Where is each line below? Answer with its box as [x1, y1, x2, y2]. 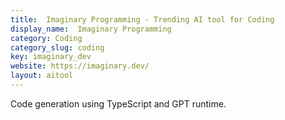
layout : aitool [10, 71, 74, 81]
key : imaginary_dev [10, 52, 92, 62]
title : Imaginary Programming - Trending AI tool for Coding [10, 14, 275, 25]
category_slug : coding [10, 42, 105, 53]
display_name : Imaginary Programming [10, 24, 172, 34]
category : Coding [10, 33, 83, 43]
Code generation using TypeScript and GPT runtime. [10, 97, 227, 110]
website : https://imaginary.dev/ [10, 61, 150, 71]
